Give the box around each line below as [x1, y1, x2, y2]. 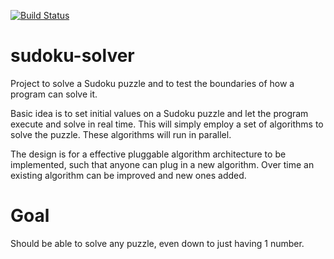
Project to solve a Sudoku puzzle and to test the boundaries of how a [10, 77, 295, 89]
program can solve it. [10, 88, 98, 100]
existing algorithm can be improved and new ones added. [10, 169, 247, 181]
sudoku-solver [10, 45, 135, 67]
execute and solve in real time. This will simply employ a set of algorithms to [10, 118, 324, 130]
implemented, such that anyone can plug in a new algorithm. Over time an [10, 158, 315, 170]
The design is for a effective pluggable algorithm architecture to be [10, 148, 287, 160]
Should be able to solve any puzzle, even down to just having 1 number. [10, 237, 305, 249]
